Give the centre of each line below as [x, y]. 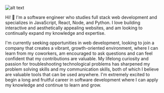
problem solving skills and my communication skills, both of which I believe [82, 69]
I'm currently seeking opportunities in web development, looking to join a [80, 43]
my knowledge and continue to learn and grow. [53, 85]
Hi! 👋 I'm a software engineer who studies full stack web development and [81, 17]
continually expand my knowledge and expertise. [55, 33]
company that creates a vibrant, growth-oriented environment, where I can [82, 48]
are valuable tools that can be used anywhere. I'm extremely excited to [78, 74]
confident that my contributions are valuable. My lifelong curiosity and [77, 59]
